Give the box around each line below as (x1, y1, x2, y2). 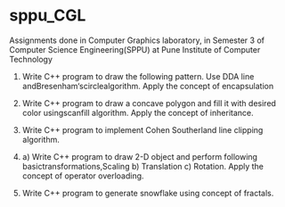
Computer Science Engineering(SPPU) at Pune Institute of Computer (9, 44, 261, 54)
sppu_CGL (9, 5, 86, 26)
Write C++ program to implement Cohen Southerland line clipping (21, 124, 264, 135)
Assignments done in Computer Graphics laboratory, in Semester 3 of (9, 35, 265, 46)
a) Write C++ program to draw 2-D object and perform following (21, 151, 258, 161)
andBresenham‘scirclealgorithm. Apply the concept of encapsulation (21, 80, 274, 91)
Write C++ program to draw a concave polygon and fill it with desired (21, 97, 276, 108)
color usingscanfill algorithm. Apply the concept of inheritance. (21, 107, 254, 118)
